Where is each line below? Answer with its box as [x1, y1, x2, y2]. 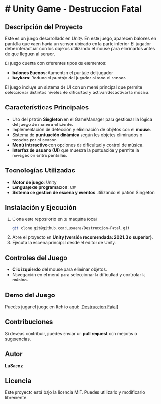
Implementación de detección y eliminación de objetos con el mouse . [12, 126, 151, 132]
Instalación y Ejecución [5, 203, 77, 212]
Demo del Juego [5, 291, 56, 299]
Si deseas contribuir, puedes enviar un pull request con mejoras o [5, 330, 137, 336]
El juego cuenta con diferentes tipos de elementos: [5, 61, 107, 66]
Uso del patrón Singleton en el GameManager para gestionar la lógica [12, 116, 153, 122]
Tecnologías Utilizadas [5, 166, 76, 175]
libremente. [5, 395, 28, 401]
